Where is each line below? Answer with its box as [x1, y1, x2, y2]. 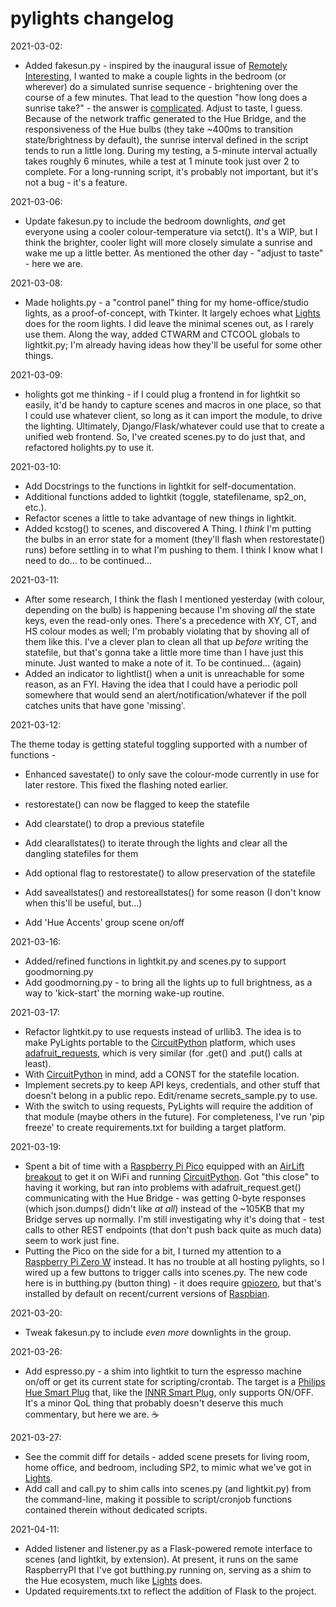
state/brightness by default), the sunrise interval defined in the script [24, 133, 309, 146]
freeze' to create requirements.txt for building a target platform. [24, 1121, 287, 1133]
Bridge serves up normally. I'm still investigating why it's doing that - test [24, 1213, 325, 1225]
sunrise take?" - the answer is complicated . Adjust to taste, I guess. [24, 102, 303, 114]
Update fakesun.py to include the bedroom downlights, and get [24, 215, 286, 227]
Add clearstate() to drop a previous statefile [24, 817, 205, 829]
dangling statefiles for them [24, 847, 139, 859]
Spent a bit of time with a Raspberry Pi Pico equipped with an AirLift [24, 1160, 305, 1172]
